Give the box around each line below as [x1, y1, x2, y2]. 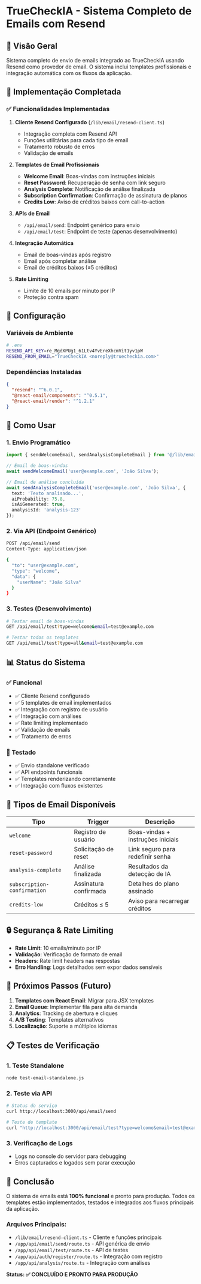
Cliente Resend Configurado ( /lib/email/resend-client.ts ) [14, 118, 165, 125]
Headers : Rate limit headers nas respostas [14, 957, 120, 964]
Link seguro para [128, 845, 176, 853]
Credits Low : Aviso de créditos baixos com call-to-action [23, 198, 165, 205]
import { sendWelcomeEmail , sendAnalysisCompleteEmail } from [6, 452, 165, 458]
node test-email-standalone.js [6, 1075, 84, 1081]
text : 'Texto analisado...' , [11, 490, 84, 496]
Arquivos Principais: [6, 1220, 67, 1228]
